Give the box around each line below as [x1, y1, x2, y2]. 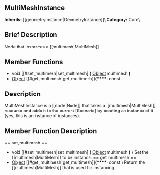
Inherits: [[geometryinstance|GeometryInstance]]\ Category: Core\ [4, 16, 140, 22]
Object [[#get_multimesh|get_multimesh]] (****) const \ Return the [11, 159, 145, 165]
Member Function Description [4, 127, 97, 135]
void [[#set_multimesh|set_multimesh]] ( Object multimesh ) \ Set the [11, 149, 149, 155]
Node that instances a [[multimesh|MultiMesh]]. [4, 44, 101, 49]
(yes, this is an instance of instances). [4, 113, 81, 119]
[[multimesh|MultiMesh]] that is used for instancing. [11, 165, 116, 171]
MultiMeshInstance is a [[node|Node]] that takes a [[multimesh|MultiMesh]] [4, 103, 156, 109]
